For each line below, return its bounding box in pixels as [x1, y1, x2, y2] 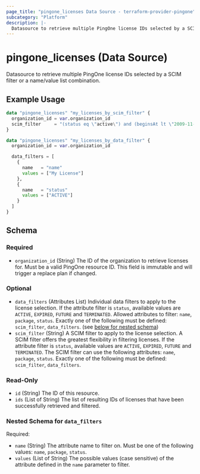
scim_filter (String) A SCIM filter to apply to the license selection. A [14, 329, 183, 336]
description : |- [6, 20, 46, 26]
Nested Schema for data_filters [6, 417, 102, 426]
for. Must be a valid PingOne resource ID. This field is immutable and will [14, 263, 192, 270]
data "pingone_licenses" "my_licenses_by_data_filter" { [6, 138, 151, 144]
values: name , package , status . [14, 448, 87, 456]
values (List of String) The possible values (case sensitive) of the [14, 455, 174, 462]
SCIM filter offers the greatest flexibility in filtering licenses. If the [14, 336, 174, 343]
